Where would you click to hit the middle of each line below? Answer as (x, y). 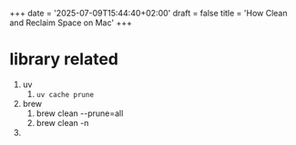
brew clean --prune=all (80, 113)
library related (64, 59)
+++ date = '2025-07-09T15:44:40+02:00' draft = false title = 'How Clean (148, 13)
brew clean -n (62, 122)
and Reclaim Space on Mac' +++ (71, 23)
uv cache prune (65, 94)
